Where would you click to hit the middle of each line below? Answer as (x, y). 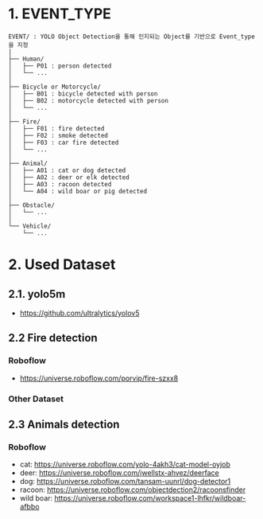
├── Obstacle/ (32, 205)
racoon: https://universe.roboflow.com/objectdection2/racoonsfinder (133, 490)
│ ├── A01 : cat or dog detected (67, 170)
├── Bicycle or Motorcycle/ (55, 87)
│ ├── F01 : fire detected (56, 128)
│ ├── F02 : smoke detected (58, 135)
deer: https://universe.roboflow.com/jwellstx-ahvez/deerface (120, 473)
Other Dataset (36, 399)
